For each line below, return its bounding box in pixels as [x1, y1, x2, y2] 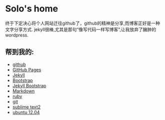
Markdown [12, 88, 35, 94]
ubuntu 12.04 [12, 109, 40, 115]
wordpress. [5, 32, 29, 38]
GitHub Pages [12, 66, 42, 72]
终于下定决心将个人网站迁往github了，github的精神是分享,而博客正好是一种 [5, 20, 160, 26]
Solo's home [5, 3, 59, 14]
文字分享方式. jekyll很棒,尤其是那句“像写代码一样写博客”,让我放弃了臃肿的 [5, 26, 156, 32]
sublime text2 [12, 103, 41, 110]
